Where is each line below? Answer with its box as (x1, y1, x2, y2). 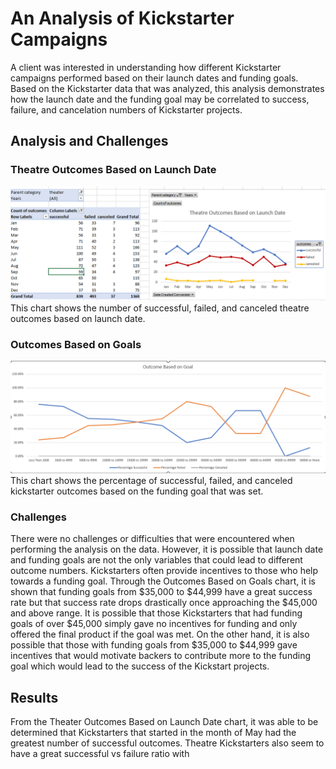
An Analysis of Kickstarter (10, 7, 235, 30)
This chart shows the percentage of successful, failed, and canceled (10, 475, 293, 487)
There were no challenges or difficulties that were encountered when (10, 533, 295, 545)
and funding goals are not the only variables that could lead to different (10, 554, 303, 566)
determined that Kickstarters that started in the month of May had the (10, 727, 297, 739)
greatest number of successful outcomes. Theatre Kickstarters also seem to (10, 737, 325, 749)
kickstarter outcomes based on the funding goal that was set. (10, 485, 264, 497)
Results (10, 689, 59, 706)
